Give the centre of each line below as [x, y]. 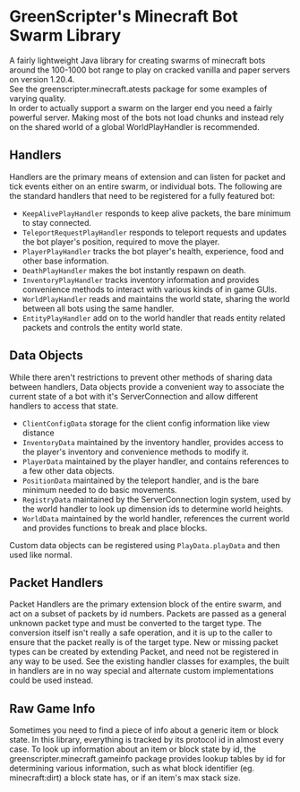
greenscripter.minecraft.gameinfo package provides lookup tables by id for [148, 759]
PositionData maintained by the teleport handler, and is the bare [141, 480]
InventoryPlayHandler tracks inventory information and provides [141, 280]
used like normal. [41, 555]
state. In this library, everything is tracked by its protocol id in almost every [147, 740]
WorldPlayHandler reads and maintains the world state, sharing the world [156, 298]
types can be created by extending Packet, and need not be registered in [144, 652]
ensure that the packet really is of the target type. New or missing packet [144, 642]
